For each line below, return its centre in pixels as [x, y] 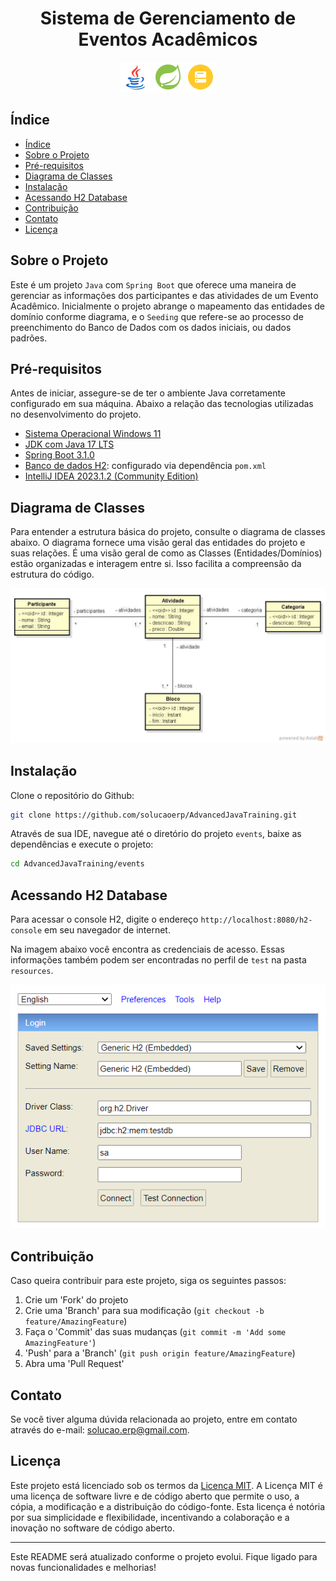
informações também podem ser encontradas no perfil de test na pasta [158, 960]
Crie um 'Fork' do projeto [76, 1300]
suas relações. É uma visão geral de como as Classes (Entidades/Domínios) [166, 553]
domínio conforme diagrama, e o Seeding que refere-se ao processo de [157, 316]
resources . [32, 971]
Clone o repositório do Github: [72, 795]
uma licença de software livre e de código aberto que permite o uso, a [155, 1496]
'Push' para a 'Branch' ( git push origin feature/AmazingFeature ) [160, 1353]
